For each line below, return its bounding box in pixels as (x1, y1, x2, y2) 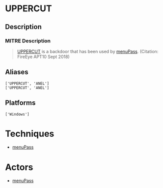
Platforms (5, 99, 36, 107)
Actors (5, 161, 33, 173)
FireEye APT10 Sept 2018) (17, 54, 70, 60)
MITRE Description (5, 37, 51, 44)
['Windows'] (5, 112, 29, 117)
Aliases (5, 68, 28, 76)
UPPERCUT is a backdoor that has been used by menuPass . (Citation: (17, 48, 159, 54)
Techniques (5, 128, 54, 139)
